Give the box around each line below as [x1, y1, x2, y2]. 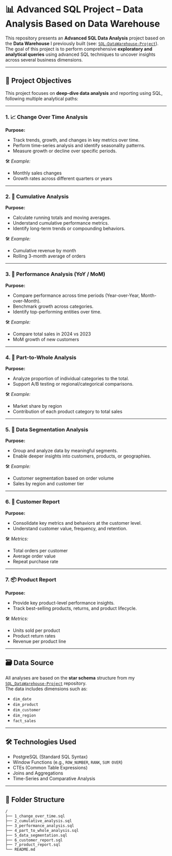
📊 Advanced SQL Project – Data [5, 4, 143, 15]
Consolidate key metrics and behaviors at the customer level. [12, 520, 142, 526]
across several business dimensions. [5, 56, 83, 63]
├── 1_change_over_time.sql [5, 813, 66, 819]
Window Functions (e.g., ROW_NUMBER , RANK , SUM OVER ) [12, 759, 123, 765]
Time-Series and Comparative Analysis [12, 775, 96, 782]
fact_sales [12, 718, 36, 723]
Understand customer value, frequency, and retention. [12, 525, 127, 531]
